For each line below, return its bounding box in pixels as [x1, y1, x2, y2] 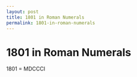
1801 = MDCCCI [6, 65, 46, 72]
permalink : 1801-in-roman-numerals [6, 20, 96, 26]
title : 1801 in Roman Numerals [6, 14, 85, 20]
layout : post [6, 8, 39, 15]
